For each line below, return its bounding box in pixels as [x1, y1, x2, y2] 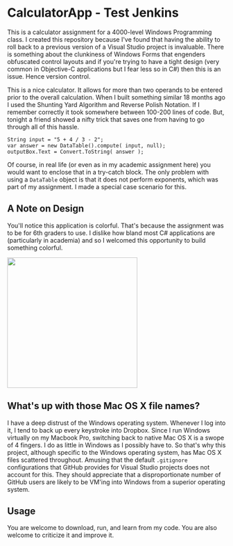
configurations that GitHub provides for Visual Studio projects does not [7, 463, 210, 471]
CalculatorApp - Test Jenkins [7, 5, 179, 21]
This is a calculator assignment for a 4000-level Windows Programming [7, 28, 212, 36]
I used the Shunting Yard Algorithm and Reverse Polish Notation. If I [7, 100, 200, 109]
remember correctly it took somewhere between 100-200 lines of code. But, [7, 108, 225, 116]
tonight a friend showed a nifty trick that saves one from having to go [7, 115, 205, 123]
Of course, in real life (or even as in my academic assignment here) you [7, 160, 212, 168]
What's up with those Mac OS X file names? [7, 400, 200, 412]
